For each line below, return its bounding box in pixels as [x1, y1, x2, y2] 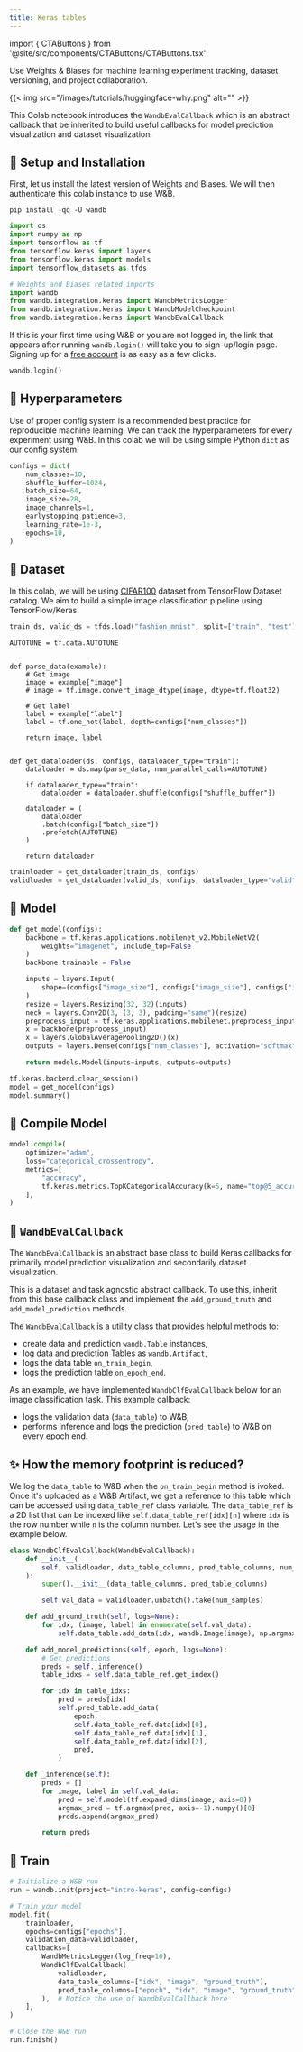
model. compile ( [9, 1140, 67, 1149]
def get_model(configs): [9, 925, 103, 934]
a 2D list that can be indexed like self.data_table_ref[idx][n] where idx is [9, 1509, 289, 1520]
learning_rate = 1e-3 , [25, 520, 103, 529]
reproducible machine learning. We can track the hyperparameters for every [9, 425, 293, 436]
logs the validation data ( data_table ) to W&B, [22, 1412, 189, 1422]
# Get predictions [41, 1653, 111, 1662]
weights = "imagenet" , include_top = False [41, 942, 192, 951]
